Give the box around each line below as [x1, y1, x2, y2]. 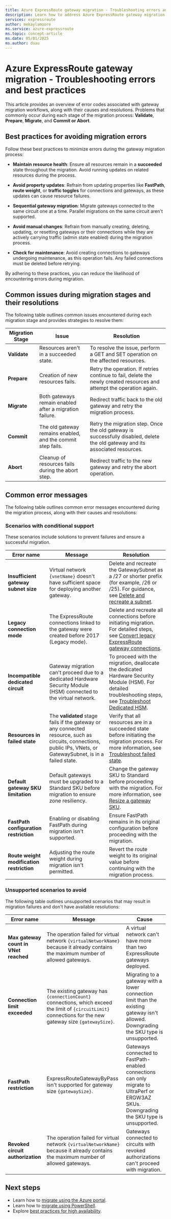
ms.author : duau [5, 41, 40, 46]
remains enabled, [39, 430, 80, 437]
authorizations [126, 1153, 160, 1160]
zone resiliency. [49, 797, 87, 804]
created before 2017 [49, 632, 100, 639]
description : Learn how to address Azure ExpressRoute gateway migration [5, 12, 165, 17]
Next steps [5, 1183, 41, 1192]
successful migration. [5, 539, 51, 545]
